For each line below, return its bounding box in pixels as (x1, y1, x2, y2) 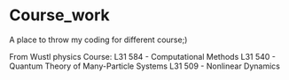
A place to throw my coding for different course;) (9, 34, 188, 45)
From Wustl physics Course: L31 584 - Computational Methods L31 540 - (9, 51, 277, 62)
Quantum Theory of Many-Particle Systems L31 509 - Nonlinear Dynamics (9, 61, 281, 71)
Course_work (9, 5, 111, 25)
